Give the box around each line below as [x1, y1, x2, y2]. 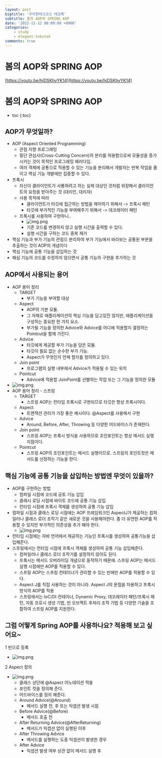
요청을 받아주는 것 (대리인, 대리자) [28, 189, 92, 195]
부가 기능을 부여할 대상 [26, 296, 70, 301]
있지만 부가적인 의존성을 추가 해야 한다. [26, 522, 100, 528]
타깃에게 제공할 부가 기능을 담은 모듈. [26, 342, 97, 348]
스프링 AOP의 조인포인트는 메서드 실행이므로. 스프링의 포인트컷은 [26, 450, 149, 456]
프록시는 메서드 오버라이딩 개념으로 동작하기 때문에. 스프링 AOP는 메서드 [19, 558, 156, 563]
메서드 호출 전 [26, 714, 53, 720]
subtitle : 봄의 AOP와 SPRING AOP [5, 16, 69, 21]
